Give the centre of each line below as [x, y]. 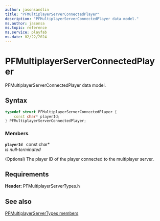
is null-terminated [23, 149]
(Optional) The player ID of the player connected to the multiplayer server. [80, 159]
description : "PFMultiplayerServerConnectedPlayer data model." [72, 19]
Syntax [16, 101]
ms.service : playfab [26, 32]
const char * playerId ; [37, 116]
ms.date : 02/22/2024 [26, 37]
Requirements [27, 174]
